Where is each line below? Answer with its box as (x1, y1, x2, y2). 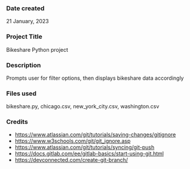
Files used (6, 89, 37, 98)
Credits (6, 118, 28, 126)
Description (6, 61, 41, 69)
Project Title (6, 33, 43, 41)
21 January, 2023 (6, 18, 49, 25)
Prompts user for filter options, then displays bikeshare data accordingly (6, 74, 184, 82)
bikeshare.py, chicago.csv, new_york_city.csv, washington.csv (6, 103, 160, 110)
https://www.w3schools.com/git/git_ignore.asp (14, 137, 131, 145)
